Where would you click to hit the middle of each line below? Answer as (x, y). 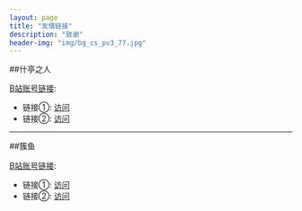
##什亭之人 (30, 69)
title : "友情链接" (41, 26)
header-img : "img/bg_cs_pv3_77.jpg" (78, 43)
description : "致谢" (46, 34)
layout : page (34, 18)
